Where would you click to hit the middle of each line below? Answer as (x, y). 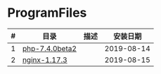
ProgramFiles (47, 13)
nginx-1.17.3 (45, 59)
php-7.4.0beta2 (50, 48)
